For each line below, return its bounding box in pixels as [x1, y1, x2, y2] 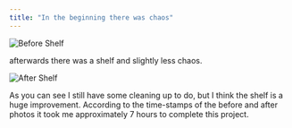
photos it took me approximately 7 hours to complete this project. [9, 108, 249, 119]
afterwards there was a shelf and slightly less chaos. [9, 55, 203, 65]
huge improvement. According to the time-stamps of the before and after [9, 99, 279, 110]
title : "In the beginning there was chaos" [9, 13, 174, 22]
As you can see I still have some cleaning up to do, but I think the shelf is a [9, 90, 284, 100]
